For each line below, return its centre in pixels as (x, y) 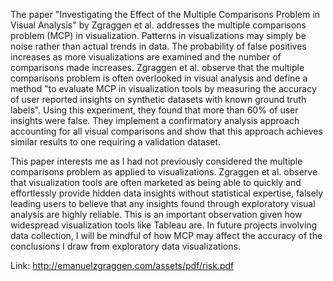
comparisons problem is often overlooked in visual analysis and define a (159, 78)
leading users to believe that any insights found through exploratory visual (163, 203)
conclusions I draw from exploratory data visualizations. (125, 246)
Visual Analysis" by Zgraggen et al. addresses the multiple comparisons (158, 25)
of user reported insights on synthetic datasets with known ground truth (158, 99)
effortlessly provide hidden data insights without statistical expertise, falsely (167, 193)
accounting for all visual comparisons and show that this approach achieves (166, 131)
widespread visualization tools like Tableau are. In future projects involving (164, 225)
